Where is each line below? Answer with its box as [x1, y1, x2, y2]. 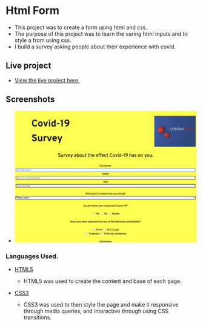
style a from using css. [14, 36, 72, 44]
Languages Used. [5, 252, 59, 261]
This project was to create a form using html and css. [14, 24, 148, 31]
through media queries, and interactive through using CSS [23, 307, 169, 315]
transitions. [23, 314, 52, 321]
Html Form [5, 4, 60, 18]
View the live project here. [14, 76, 80, 84]
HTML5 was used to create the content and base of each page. [23, 278, 182, 285]
